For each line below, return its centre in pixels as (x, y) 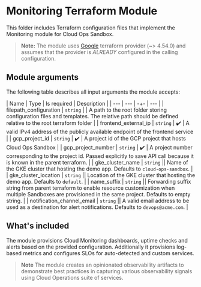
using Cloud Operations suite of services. (72, 277)
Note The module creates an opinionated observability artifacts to (102, 265)
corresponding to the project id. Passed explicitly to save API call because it (100, 156)
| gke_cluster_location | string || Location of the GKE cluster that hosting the (101, 175)
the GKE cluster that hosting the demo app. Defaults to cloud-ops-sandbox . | (100, 169)
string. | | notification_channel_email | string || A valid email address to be (98, 201)
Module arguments (43, 77)
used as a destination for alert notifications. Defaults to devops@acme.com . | (97, 207)
